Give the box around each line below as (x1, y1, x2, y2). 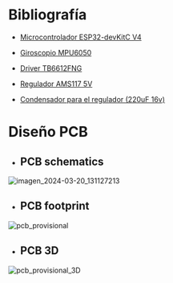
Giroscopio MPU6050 (19, 47, 92, 57)
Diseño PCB (8, 123, 88, 141)
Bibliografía (8, 6, 87, 24)
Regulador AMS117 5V (19, 79, 93, 88)
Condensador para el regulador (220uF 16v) (19, 94, 166, 104)
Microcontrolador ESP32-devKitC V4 (19, 32, 142, 42)
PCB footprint (19, 199, 90, 213)
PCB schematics (19, 154, 104, 168)
